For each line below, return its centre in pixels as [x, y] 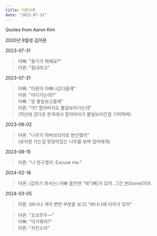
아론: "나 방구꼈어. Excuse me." [50, 162]
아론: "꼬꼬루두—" [36, 215]
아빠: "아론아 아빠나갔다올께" [47, 88]
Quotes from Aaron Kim [30, 29]
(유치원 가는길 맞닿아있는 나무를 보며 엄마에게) [64, 141]
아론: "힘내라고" [34, 67]
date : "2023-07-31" [26, 15]
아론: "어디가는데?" [37, 95]
